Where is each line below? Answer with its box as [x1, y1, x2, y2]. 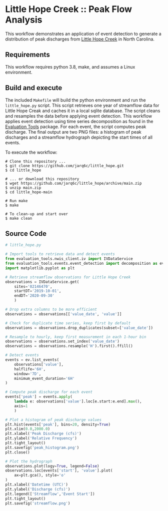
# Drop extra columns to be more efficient [5, 307, 97, 312]
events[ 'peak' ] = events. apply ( [5, 394, 72, 399]
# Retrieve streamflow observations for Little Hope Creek [5, 274, 131, 280]
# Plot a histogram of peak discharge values [5, 417, 101, 422]
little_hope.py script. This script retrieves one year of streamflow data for [5, 102, 159, 108]
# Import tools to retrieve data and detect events [5, 252, 115, 257]
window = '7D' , [14, 371, 41, 376]
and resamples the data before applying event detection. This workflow [5, 113, 152, 119]
